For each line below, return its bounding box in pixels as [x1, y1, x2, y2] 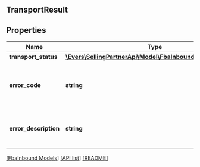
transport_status [9, 53, 58, 61]
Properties [6, 25, 46, 35]
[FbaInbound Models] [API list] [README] [6, 154, 108, 162]
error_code [9, 81, 42, 89]
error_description [9, 125, 60, 133]
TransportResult [6, 5, 68, 15]
